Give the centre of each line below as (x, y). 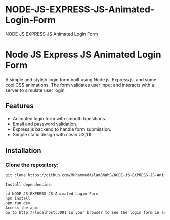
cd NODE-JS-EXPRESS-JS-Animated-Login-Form (52, 194)
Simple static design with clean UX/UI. (52, 134)
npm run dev (18, 203)
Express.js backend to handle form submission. (62, 129)
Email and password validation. (45, 124)
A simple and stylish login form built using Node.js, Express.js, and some (81, 79)
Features (19, 106)
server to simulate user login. (36, 90)
